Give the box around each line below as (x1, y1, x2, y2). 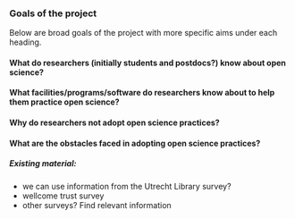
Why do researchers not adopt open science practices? (9, 117, 221, 128)
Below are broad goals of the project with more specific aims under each (9, 28, 278, 38)
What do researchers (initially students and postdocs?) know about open (9, 57, 286, 68)
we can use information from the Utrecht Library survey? (21, 181, 232, 191)
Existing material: (9, 158, 77, 169)
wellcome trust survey (21, 190, 105, 201)
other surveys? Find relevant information (21, 199, 172, 210)
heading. (9, 37, 42, 47)
